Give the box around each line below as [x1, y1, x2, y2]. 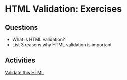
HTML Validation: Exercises [5, 3, 122, 15]
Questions [5, 23, 38, 32]
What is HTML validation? [12, 36, 65, 42]
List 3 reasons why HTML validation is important [12, 42, 112, 48]
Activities [5, 56, 36, 65]
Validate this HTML [5, 69, 44, 75]
